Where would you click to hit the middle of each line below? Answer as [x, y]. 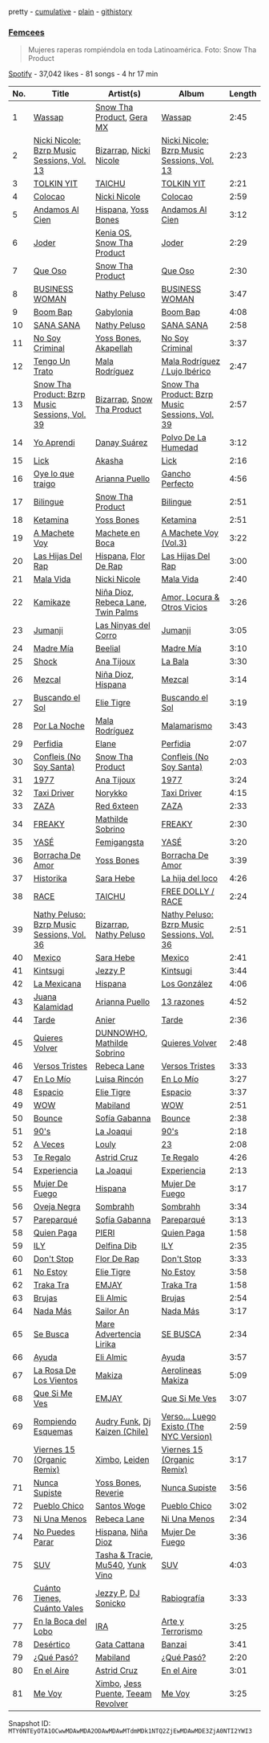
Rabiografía [183, 1598]
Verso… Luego [189, 1417]
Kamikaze [52, 602]
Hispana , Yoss [122, 210]
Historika [50, 879]
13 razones [183, 1002]
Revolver [112, 1704]
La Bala [175, 662]
